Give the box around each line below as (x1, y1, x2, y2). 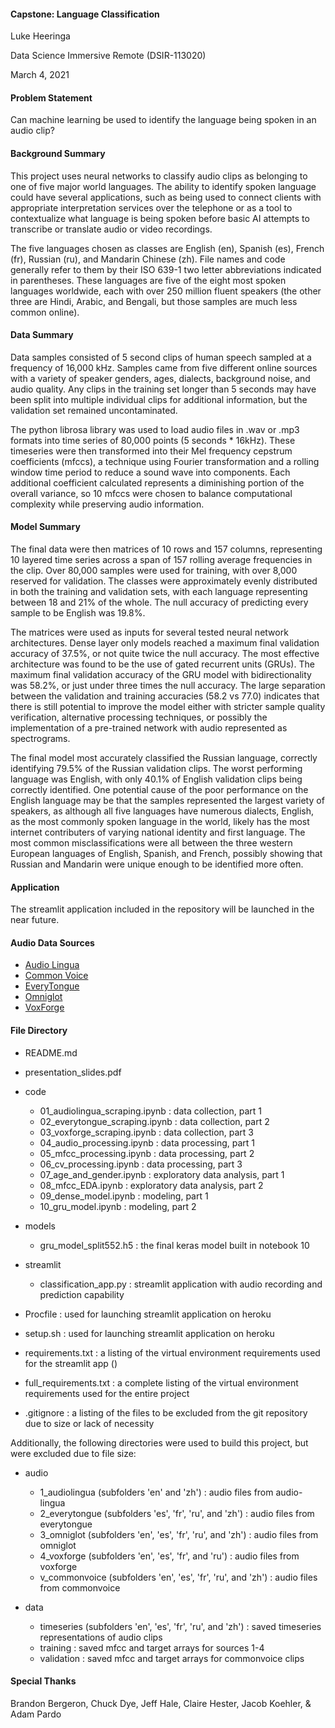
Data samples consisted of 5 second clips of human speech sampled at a (10, 351, 312, 363)
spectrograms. (10, 733, 71, 745)
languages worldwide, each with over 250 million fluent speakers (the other (10, 285, 322, 297)
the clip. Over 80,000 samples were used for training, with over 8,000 (10, 565, 298, 577)
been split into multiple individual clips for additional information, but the (10, 393, 308, 405)
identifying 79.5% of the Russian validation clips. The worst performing (10, 763, 303, 775)
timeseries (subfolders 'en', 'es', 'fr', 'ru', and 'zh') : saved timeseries (39, 1620, 322, 1632)
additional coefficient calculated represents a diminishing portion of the (10, 476, 305, 489)
